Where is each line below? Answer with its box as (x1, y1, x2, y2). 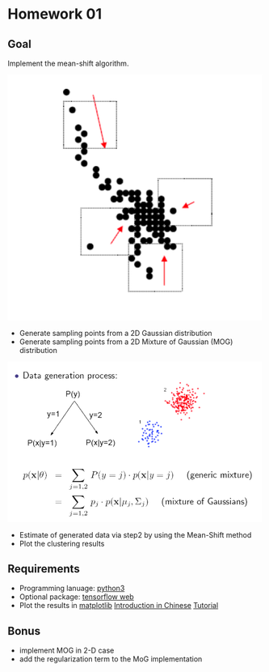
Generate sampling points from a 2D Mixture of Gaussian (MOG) (19, 337, 233, 347)
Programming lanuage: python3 (19, 584, 125, 593)
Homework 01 (7, 5, 103, 23)
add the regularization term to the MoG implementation (19, 654, 203, 664)
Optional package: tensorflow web (19, 592, 134, 602)
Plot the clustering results (19, 538, 105, 548)
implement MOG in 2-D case (19, 645, 115, 656)
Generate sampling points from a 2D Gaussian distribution (19, 329, 212, 338)
